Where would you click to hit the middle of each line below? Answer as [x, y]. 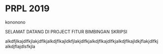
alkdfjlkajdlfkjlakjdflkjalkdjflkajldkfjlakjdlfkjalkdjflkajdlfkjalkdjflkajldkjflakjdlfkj [82, 41]
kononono [15, 22]
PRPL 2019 [27, 9]
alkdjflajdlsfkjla [20, 46]
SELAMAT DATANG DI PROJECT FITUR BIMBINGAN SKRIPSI [66, 31]
